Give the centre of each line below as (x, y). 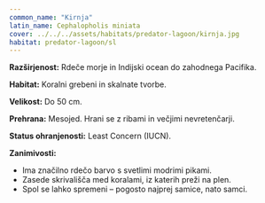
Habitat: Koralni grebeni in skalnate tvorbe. (88, 84)
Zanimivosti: (33, 153)
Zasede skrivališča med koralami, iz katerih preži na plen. (127, 180)
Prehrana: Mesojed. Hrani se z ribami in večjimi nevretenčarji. (122, 119)
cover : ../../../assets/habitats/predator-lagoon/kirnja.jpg (125, 34)
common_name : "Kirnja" (51, 17)
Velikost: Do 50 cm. (46, 102)
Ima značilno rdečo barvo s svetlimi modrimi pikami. (117, 170)
